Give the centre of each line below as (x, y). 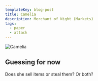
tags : (11, 23)
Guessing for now (33, 62)
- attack (18, 33)
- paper (17, 28)
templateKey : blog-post (30, 10)
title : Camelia (21, 14)
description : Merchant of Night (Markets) (49, 19)
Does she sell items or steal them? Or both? (49, 74)
